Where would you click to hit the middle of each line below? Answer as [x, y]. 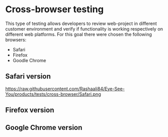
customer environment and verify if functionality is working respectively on [84, 29]
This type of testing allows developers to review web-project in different [81, 23]
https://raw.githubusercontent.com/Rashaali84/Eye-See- [65, 89]
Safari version [28, 77]
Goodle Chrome [29, 60]
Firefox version [30, 110]
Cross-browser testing [54, 9]
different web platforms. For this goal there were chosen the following [79, 34]
